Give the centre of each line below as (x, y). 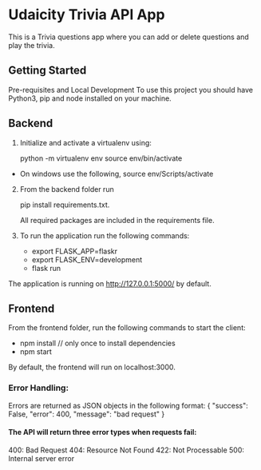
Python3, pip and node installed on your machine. (90, 98)
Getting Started (47, 71)
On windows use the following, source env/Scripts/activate (117, 173)
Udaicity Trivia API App (87, 15)
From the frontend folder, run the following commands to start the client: (127, 328)
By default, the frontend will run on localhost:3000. (92, 367)
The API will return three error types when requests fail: (103, 432)
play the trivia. (32, 45)
